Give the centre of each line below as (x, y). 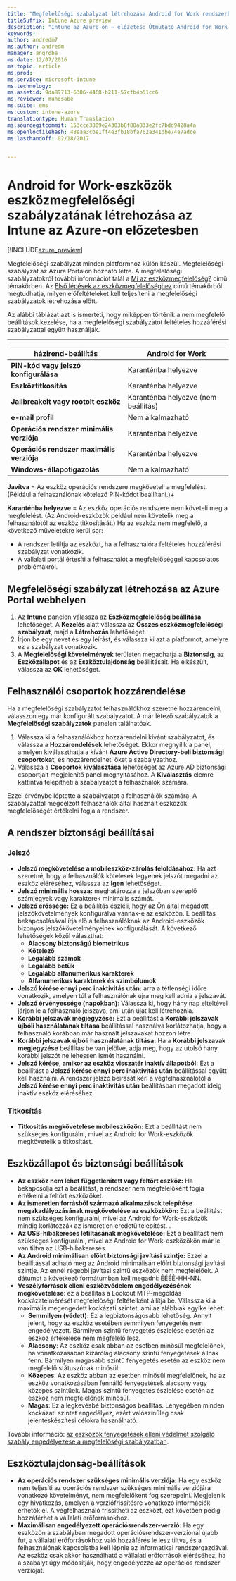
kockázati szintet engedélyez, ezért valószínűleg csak (106, 1413)
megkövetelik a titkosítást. (55, 1141)
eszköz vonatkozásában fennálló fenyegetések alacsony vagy (117, 1383)
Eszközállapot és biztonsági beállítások (96, 1164)
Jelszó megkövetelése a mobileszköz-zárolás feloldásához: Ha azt (117, 868)
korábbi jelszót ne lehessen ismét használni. (81, 1055)
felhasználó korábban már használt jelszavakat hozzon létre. (105, 1033)
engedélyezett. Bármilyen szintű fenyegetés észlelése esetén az (121, 1330)
